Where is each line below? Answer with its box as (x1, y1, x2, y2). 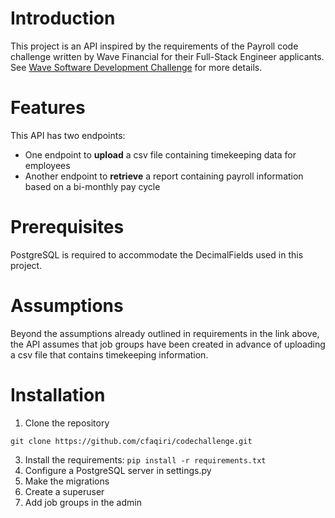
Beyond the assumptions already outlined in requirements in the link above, (10, 327, 320, 339)
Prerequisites (10, 216, 125, 239)
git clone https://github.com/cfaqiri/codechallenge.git (10, 436, 253, 446)
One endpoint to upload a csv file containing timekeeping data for (24, 148, 297, 161)
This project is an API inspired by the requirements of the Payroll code (10, 40, 299, 52)
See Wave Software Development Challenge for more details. (10, 61, 263, 73)
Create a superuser (24, 485, 105, 497)
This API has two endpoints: (10, 129, 126, 141)
